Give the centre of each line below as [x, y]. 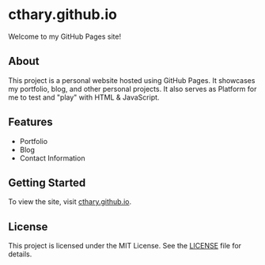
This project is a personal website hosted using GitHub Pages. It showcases [132, 80]
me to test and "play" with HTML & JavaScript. [84, 97]
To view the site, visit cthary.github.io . [70, 202]
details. [20, 254]
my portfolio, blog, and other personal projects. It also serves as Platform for [132, 89]
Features [30, 122]
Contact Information [52, 158]
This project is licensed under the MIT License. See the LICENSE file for [125, 246]
